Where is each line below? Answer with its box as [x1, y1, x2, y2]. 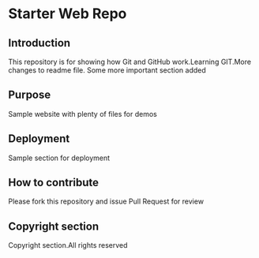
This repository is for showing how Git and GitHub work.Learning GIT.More [8, 57, 251, 66]
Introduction [8, 36, 71, 50]
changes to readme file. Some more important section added [8, 65, 207, 75]
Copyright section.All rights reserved [8, 241, 128, 250]
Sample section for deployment [8, 153, 111, 163]
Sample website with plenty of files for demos [8, 109, 158, 118]
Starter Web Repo [8, 5, 127, 23]
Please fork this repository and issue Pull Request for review [8, 196, 204, 206]
